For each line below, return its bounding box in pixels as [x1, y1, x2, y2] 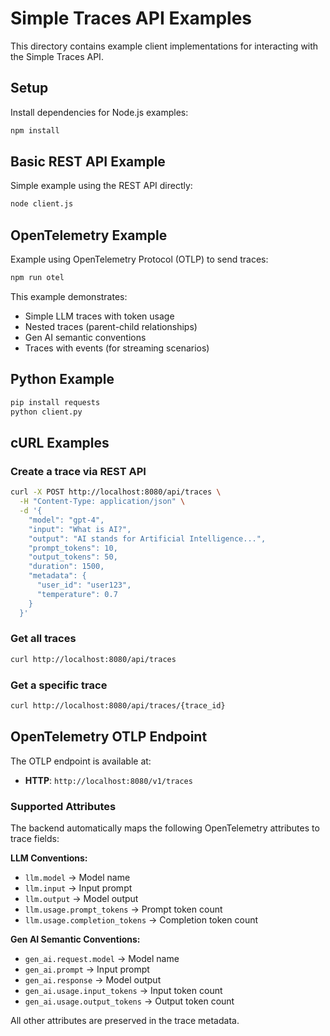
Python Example [10, 371, 115, 388]
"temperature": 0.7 [36, 589, 118, 599]
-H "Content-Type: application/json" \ [19, 497, 186, 507]
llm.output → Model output [24, 892, 139, 904]
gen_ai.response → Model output [24, 973, 162, 986]
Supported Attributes [10, 799, 117, 813]
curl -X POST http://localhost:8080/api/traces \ [10, 487, 222, 497]
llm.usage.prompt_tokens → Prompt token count [24, 903, 223, 915]
